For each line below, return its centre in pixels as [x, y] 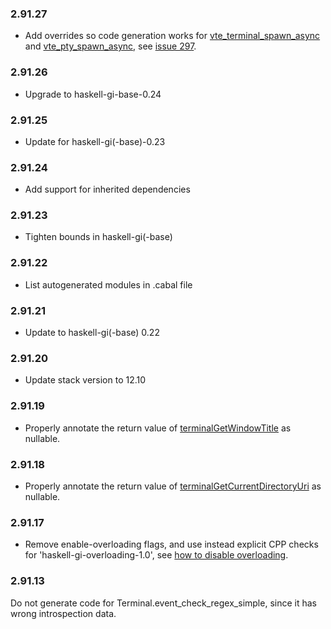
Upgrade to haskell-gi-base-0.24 [93, 94]
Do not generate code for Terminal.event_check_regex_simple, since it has [163, 603]
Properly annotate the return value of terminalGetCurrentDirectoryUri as [173, 486]
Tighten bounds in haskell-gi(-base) [98, 237]
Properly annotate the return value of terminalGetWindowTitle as [158, 428]
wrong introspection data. [63, 613]
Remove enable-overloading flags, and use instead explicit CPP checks [171, 544]
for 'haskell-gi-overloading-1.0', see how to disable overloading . [156, 555]
